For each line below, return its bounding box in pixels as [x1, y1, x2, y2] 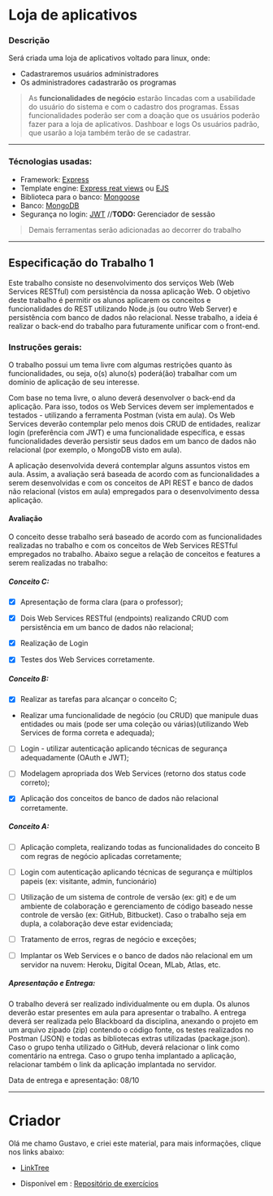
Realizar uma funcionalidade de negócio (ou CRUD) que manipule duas [19, 711, 258, 721]
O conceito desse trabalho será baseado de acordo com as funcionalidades [8, 532, 262, 542]
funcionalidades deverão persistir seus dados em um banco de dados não [8, 436, 257, 445]
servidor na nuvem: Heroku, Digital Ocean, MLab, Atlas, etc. [19, 959, 221, 970]
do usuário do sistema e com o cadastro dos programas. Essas [28, 102, 240, 112]
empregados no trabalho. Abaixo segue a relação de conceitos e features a [8, 550, 261, 559]
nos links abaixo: [8, 1146, 65, 1157]
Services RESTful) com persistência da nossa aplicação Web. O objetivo [8, 287, 250, 296]
